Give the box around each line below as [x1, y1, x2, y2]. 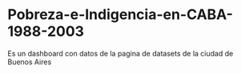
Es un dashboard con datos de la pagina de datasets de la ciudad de [7, 48, 234, 58]
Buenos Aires [7, 57, 52, 67]
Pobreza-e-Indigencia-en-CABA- [7, 6, 234, 24]
